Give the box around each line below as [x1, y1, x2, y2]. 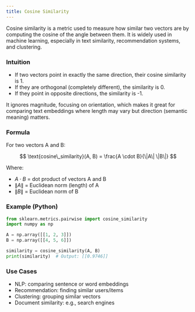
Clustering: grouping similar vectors [14, 293, 101, 300]
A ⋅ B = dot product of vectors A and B [14, 176, 107, 183]
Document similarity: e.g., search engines [14, 299, 115, 306]
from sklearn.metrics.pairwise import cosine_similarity [6, 216, 148, 222]
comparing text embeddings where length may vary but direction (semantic [6, 107, 188, 114]
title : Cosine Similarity [6, 8, 69, 15]
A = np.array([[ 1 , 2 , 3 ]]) [6, 232, 72, 238]
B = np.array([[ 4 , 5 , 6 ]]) [6, 238, 72, 244]
